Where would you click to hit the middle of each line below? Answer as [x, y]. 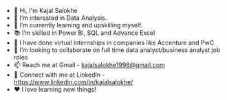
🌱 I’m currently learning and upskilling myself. [78, 25]
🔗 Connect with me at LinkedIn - [59, 75]
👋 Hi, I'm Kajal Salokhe [45, 11]
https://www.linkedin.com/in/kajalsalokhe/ [73, 82]
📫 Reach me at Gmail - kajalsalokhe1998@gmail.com [89, 65]
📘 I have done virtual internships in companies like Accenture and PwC [114, 42]
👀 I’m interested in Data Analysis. [60, 18]
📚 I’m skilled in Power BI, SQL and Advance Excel [84, 33]
